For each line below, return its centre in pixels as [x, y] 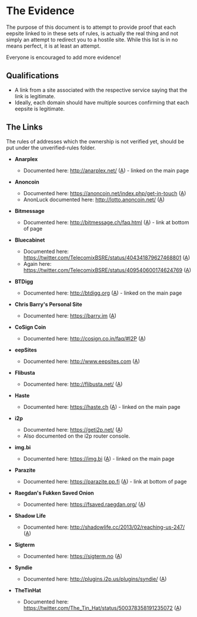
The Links [24, 127]
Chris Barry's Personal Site [48, 304]
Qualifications [33, 76]
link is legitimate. [35, 96]
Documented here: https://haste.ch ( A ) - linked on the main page [102, 406]
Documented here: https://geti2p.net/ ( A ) [73, 429]
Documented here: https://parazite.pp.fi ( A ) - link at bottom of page [105, 481]
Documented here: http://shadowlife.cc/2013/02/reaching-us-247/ [104, 527]
